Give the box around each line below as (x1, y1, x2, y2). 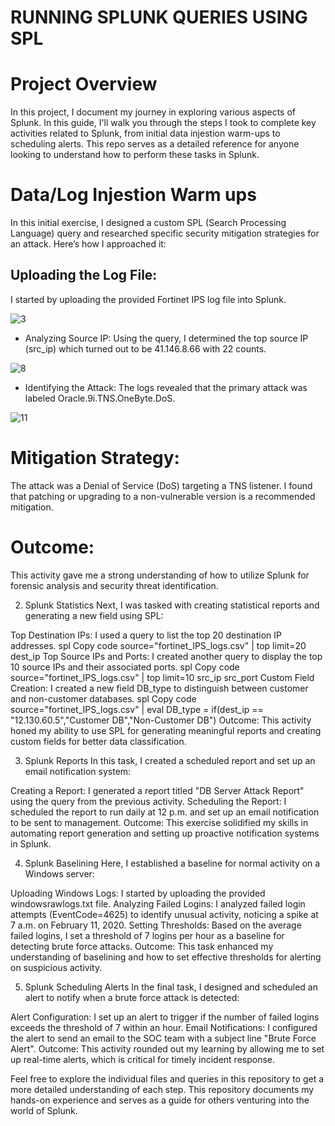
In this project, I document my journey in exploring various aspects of (10, 106, 297, 118)
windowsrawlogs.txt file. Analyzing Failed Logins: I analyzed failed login (10, 897, 306, 910)
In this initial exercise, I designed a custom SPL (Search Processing (10, 217, 287, 229)
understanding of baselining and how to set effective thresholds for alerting (10, 951, 322, 963)
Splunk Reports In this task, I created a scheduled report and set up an (24, 754, 316, 766)
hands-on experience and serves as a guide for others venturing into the (10, 1094, 310, 1106)
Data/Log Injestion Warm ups (10, 184, 257, 206)
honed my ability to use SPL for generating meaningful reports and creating (10, 724, 322, 736)
